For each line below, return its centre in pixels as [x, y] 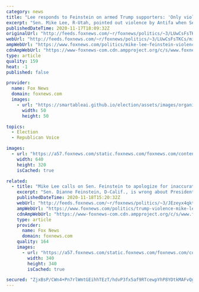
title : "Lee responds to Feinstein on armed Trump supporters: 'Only [94, 17]
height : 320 [31, 165]
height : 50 [35, 116]
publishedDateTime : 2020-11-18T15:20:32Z [68, 198]
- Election [25, 132]
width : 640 [30, 159]
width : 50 [34, 110]
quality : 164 [33, 242]
